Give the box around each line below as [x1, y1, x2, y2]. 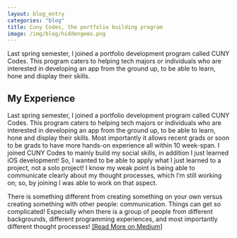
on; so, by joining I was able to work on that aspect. [7, 179, 158, 187]
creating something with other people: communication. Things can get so [7, 200, 221, 208]
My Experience [7, 93, 76, 105]
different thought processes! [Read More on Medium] [7, 222, 163, 231]
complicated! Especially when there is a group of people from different [7, 208, 214, 216]
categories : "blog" [7, 17, 65, 24]
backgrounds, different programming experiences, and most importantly [7, 215, 218, 223]
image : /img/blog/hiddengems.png [7, 30, 106, 37]
